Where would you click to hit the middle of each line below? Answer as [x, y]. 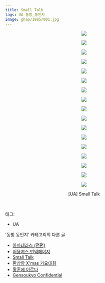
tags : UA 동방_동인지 [25, 15]
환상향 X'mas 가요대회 [34, 263]
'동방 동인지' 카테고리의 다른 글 [35, 235]
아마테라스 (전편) [29, 245]
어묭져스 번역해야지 [31, 252]
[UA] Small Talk [84, 194]
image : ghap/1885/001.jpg [32, 19]
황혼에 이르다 [25, 269]
